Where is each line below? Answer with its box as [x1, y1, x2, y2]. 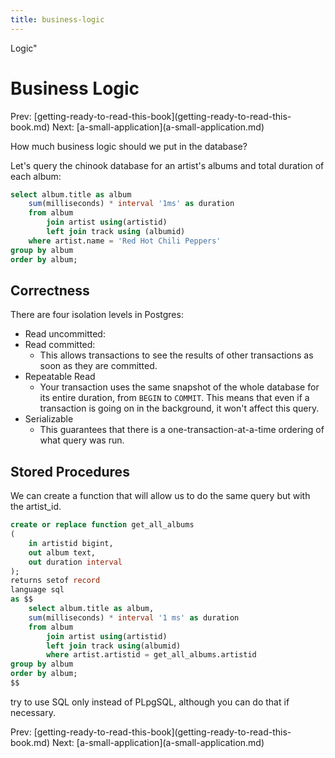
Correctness [10, 282, 90, 299]
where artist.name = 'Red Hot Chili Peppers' [28, 236, 222, 246]
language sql [10, 585, 65, 595]
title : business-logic [10, 14, 105, 25]
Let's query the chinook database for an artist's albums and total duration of [10, 159, 325, 171]
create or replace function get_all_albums [10, 520, 195, 530]
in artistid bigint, [28, 538, 114, 548]
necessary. [10, 706, 57, 718]
